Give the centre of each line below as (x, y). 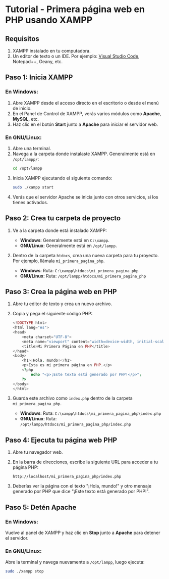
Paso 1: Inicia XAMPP (39, 78)
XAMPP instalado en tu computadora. (51, 51)
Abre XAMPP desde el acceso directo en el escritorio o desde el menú (86, 103)
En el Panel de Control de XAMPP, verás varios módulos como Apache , (87, 113)
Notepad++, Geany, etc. (38, 61)
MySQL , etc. (25, 119)
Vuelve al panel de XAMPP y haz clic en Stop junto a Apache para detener (83, 533)
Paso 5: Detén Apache (41, 507)
